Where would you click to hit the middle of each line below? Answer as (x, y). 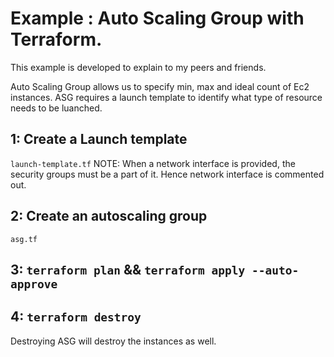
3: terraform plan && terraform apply (128, 269)
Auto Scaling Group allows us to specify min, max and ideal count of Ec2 (160, 86)
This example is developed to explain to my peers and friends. (138, 67)
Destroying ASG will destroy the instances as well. (113, 341)
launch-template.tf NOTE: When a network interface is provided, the (153, 163)
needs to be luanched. (56, 108)
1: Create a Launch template (99, 139)
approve (34, 284)
